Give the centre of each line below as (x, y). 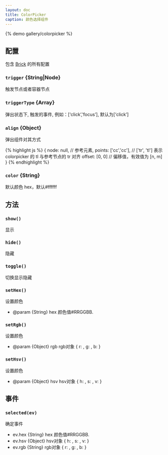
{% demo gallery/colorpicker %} (39, 34)
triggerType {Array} (30, 103)
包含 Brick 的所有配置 (27, 64)
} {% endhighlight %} (27, 162)
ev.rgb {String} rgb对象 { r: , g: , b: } (50, 447)
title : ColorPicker (26, 15)
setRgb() (16, 325)
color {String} (23, 175)
